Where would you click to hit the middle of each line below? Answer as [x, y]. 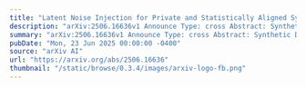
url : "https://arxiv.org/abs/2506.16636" [89, 60]
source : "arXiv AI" [46, 52]
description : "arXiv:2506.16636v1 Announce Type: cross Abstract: [138, 26]
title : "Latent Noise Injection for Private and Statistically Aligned [148, 18]
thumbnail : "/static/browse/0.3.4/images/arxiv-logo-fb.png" [128, 69]
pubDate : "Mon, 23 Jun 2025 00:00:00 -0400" [95, 43]
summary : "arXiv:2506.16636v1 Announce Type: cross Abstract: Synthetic [150, 34]
